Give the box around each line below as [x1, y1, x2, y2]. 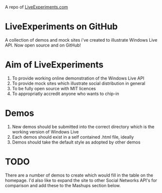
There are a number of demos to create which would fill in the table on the [5, 172, 154, 178]
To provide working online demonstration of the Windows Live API [12, 75, 145, 81]
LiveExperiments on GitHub [5, 21, 118, 32]
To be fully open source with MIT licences [12, 85, 96, 91]
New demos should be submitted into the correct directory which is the [12, 124, 155, 129]
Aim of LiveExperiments [5, 59, 104, 70]
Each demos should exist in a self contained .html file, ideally [12, 134, 134, 140]
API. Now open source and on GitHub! [5, 42, 81, 48]
